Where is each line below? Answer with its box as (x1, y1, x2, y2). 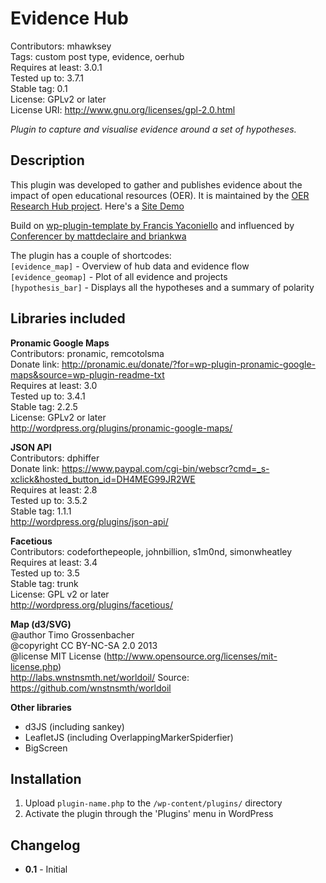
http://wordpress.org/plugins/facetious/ (10, 598, 173, 611)
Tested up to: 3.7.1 (10, 72, 85, 84)
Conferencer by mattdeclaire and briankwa (10, 230, 187, 242)
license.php (10, 660, 59, 672)
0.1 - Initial (24, 863, 68, 876)
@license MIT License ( (10, 650, 107, 662)
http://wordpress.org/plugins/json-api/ (10, 515, 169, 527)
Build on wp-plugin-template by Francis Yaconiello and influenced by (10, 219, 295, 231)
